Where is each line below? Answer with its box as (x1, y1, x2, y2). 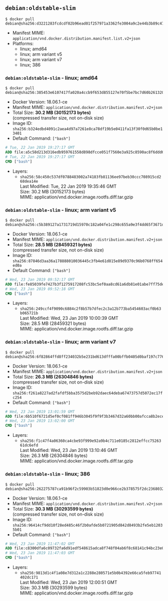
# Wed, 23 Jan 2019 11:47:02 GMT (5, 541, 75, 546)
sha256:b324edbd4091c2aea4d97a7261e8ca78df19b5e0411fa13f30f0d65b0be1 (12, 127, 163, 132)
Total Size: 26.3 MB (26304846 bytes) (12, 374, 93, 380)
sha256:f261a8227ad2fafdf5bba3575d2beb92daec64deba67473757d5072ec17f (12, 391, 163, 396)
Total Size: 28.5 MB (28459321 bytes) (12, 242, 92, 248)
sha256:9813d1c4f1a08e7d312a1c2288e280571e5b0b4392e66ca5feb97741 (19, 570, 161, 575)
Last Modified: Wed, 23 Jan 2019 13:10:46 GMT (19, 447, 117, 453)
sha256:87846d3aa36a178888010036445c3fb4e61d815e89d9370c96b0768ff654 (12, 259, 163, 264)
